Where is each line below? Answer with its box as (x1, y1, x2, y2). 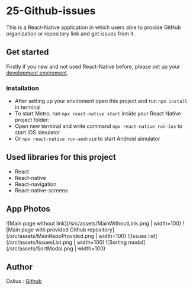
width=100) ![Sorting (76, 239, 127, 246)
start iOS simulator (14, 129, 60, 136)
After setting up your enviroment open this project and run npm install (14, 98, 188, 105)
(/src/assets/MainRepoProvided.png (6, 232, 95, 239)
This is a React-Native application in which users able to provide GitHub (6, 24, 182, 31)
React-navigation (14, 181, 57, 188)
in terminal (14, 104, 41, 111)
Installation (6, 84, 40, 92)
